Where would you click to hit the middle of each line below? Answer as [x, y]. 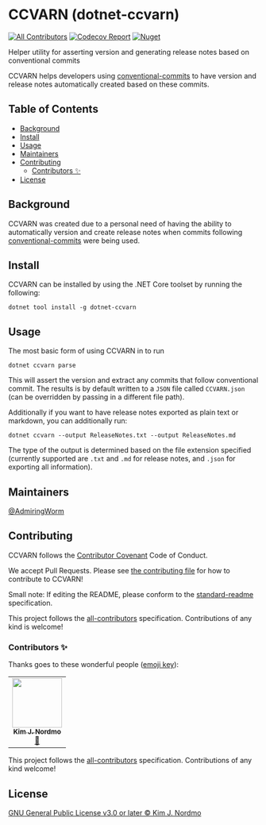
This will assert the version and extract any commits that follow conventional [133, 380]
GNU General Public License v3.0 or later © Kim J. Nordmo [105, 812]
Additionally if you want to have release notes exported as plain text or [123, 412]
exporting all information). [50, 467]
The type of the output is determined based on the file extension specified [130, 450]
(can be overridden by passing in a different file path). [96, 397]
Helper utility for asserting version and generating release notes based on [129, 52]
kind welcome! [32, 769]
